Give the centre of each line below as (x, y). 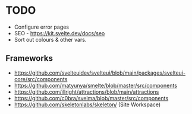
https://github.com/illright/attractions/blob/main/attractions (86, 92)
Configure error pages (42, 27)
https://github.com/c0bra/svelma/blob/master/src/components (91, 98)
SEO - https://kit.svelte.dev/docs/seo (59, 33)
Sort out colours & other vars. (50, 39)
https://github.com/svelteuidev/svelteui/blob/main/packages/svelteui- (100, 73)
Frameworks (29, 58)
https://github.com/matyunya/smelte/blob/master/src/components (96, 85)
